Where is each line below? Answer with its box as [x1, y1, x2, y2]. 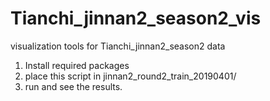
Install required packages [24, 59, 130, 71]
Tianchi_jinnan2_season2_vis [10, 7, 262, 30]
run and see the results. [24, 80, 123, 92]
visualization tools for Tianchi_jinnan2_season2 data [10, 40, 226, 52]
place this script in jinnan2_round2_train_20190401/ [24, 70, 237, 82]
